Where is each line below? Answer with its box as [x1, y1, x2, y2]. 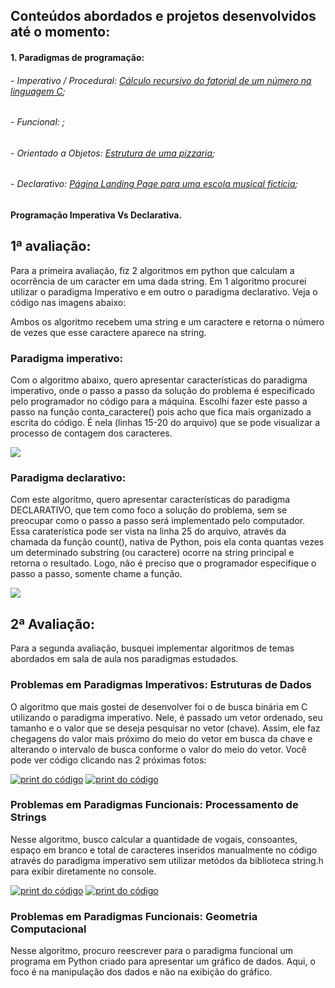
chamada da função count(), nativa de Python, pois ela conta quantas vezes [10, 536, 325, 548]
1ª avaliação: [10, 238, 92, 255]
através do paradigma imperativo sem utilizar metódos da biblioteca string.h [10, 854, 324, 866]
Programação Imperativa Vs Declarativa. [10, 209, 183, 221]
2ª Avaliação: [10, 615, 95, 633]
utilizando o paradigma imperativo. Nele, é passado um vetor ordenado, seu [10, 711, 323, 723]
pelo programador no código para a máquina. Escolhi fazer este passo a [10, 395, 308, 408]
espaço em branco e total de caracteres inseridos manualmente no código [10, 844, 318, 856]
